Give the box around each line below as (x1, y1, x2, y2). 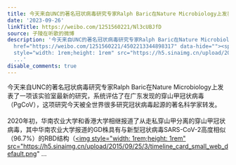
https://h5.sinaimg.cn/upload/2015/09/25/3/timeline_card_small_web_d (23, 142, 228, 150)
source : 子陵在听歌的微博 (7, 29, 75, 37)
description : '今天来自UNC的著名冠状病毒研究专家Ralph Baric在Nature (7, 37, 198, 44)
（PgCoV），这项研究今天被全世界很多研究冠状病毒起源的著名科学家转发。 (7, 100, 221, 109)
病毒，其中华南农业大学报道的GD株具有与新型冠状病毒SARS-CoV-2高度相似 (7, 125, 226, 133)
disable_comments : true (7, 62, 77, 70)
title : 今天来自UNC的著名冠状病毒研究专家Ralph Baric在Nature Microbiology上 (7, 10, 223, 18)
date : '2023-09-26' (7, 17, 65, 24)
